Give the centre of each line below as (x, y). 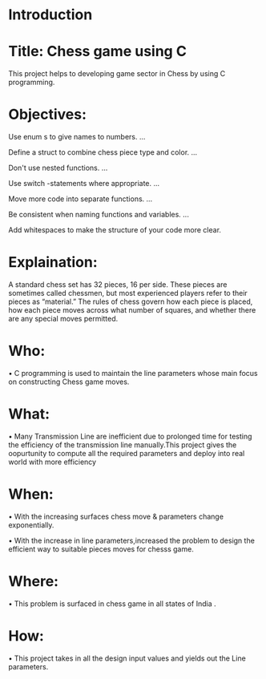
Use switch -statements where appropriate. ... (84, 184)
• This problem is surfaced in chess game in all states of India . (112, 604)
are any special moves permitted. (63, 319)
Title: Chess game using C (97, 52)
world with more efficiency (52, 462)
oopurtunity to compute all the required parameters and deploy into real (127, 453)
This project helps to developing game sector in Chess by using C (117, 74)
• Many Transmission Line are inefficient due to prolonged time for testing (130, 436)
